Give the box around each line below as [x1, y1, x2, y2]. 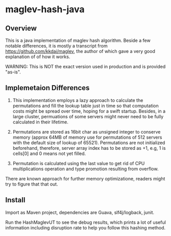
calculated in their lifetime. [12, 119, 69, 125]
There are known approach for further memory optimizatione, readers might [5, 175, 165, 181]
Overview [5, 24, 37, 33]
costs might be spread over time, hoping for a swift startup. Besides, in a [12, 108, 166, 114]
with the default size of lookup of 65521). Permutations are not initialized [12, 139, 165, 146]
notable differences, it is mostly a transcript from [5, 43, 108, 49]
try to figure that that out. [5, 181, 58, 187]
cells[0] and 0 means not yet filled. [12, 150, 86, 156]
